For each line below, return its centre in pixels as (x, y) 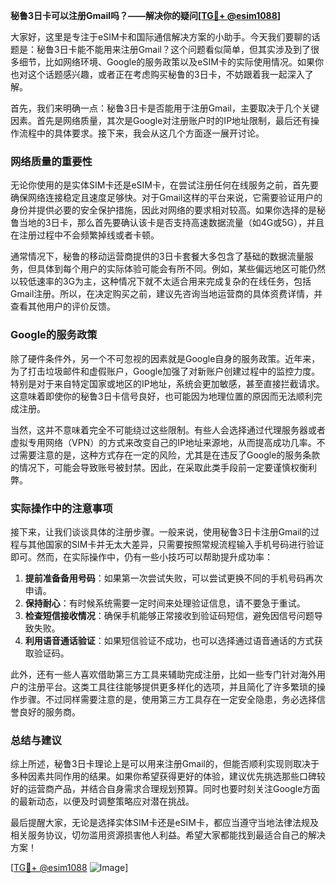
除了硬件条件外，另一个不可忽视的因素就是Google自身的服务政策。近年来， (165, 358)
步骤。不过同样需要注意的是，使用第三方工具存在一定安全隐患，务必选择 (167, 699)
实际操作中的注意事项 (61, 508)
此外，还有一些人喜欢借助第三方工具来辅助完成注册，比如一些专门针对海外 (163, 674)
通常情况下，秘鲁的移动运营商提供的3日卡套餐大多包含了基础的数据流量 (157, 256)
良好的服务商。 (49, 711)
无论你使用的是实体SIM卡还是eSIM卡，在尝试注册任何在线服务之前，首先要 (164, 185)
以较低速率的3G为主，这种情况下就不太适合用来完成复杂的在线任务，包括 (161, 281)
